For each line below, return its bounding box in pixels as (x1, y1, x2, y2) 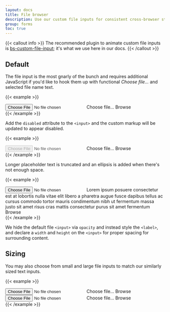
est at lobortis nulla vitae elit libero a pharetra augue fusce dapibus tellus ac (5, 193, 163, 199)
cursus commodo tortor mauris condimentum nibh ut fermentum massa (5, 198, 154, 204)
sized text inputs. (5, 268, 41, 274)
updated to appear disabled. (5, 125, 64, 131)
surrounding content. (5, 235, 50, 241)
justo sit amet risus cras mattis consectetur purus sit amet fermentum (5, 203, 150, 210)
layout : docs (5, 7, 33, 13)
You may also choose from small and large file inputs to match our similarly (5, 263, 162, 269)
